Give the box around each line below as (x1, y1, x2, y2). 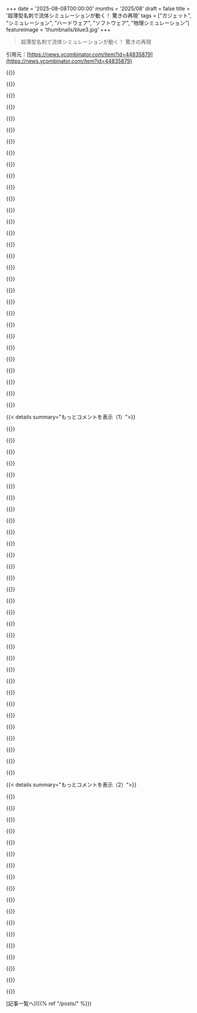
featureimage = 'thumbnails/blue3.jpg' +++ (6, 26, 111, 33)
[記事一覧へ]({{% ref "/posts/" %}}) (6, 1000, 92, 1007)
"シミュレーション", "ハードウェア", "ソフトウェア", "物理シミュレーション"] (6, 20, 190, 26)
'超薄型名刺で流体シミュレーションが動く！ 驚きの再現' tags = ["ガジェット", (6, 12, 192, 19)
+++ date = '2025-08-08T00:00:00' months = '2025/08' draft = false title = (6, 5, 191, 12)
